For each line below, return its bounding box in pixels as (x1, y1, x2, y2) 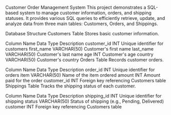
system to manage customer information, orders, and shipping (20, 10, 151, 16)
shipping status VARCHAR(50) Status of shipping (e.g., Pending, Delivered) (5, 98, 164, 104)
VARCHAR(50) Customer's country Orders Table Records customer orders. (5, 57, 164, 63)
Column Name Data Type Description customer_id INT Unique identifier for (5, 40, 164, 47)
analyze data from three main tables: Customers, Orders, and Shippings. (5, 20, 158, 27)
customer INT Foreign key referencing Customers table (5, 104, 122, 109)
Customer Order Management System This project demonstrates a (5, 5, 146, 10)
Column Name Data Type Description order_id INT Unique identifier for (5, 66, 155, 73)
